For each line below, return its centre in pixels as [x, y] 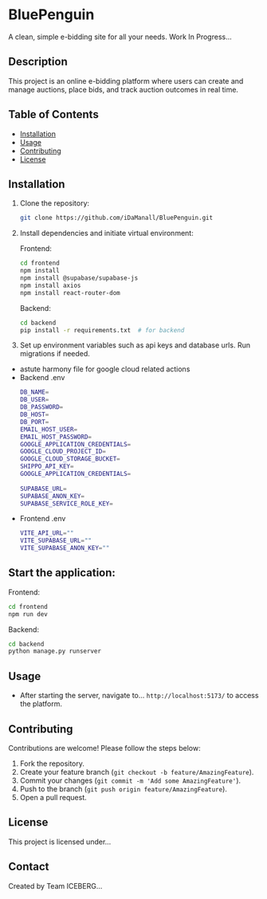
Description [38, 62]
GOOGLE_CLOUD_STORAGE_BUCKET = [70, 459]
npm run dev [28, 614]
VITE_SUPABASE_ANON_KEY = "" [65, 548]
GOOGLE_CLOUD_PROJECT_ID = [63, 452]
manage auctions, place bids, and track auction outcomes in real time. [124, 89]
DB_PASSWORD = [41, 407]
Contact [29, 867]
